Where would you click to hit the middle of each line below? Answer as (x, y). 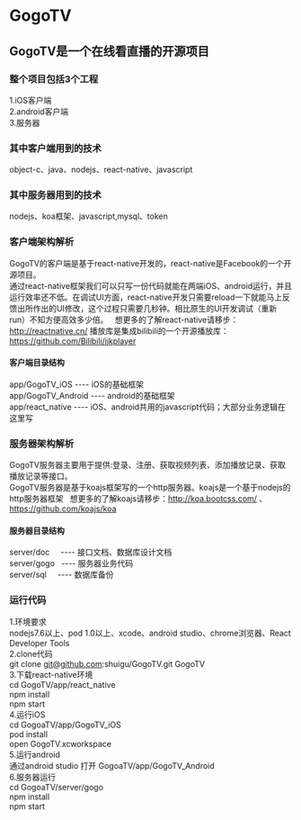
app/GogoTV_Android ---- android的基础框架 (92, 395)
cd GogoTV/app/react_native (62, 684)
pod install (28, 734)
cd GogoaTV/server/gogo (57, 787)
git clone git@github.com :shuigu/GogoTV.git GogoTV (107, 663)
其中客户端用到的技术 (55, 148)
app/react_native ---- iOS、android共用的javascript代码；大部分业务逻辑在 (147, 407)
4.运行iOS (27, 714)
